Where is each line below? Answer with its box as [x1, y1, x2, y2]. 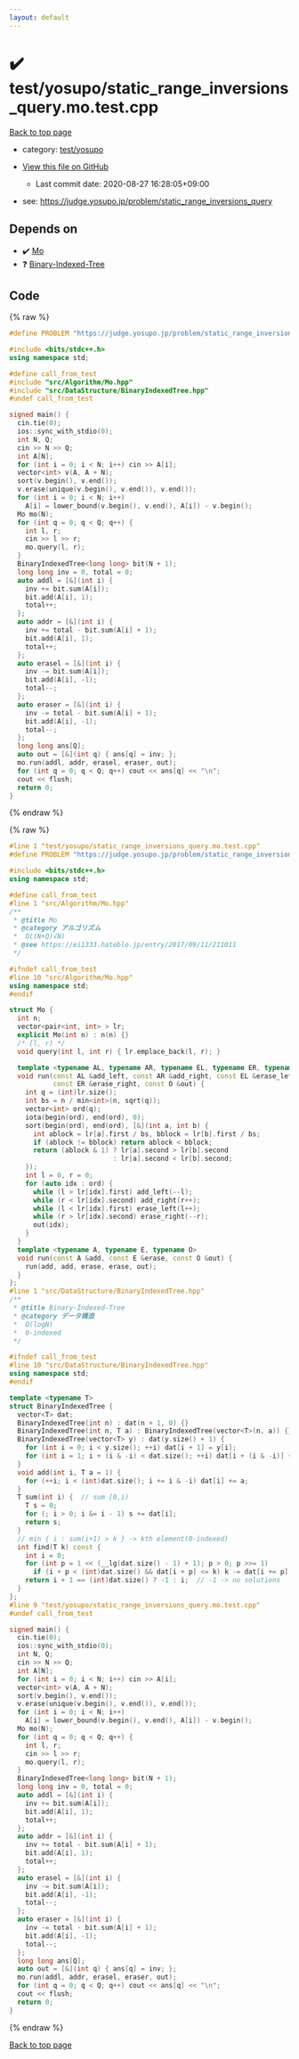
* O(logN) [12, 1320, 53, 1328]
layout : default [9, 12, 69, 22]
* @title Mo [12, 915, 58, 925]
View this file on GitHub [21, 161, 109, 172]
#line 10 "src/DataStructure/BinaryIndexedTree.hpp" [9, 1360, 209, 1370]
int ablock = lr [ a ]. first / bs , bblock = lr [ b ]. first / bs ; [32, 1129, 261, 1139]
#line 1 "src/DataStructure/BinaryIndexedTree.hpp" [9, 1287, 205, 1296]
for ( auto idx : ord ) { [25, 1179, 114, 1188]
